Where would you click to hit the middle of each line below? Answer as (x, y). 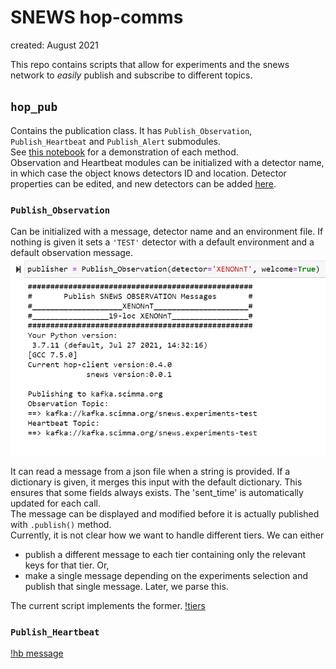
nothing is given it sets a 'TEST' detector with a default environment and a (162, 242)
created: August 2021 (54, 45)
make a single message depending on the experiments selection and (166, 575)
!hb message (37, 653)
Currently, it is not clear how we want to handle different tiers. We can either (167, 535)
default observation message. (72, 253)
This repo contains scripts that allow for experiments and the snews (150, 64)
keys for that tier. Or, (67, 565)
